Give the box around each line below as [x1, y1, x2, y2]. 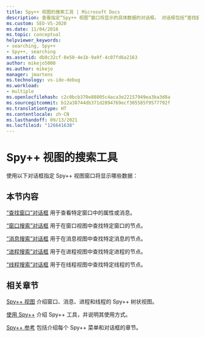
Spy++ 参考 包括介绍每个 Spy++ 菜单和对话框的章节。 [6, 324, 142, 331]
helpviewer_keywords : [6, 37, 62, 43]
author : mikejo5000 [6, 60, 56, 66]
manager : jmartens [6, 71, 53, 78]
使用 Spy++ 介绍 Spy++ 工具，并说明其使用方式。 [6, 311, 131, 318]
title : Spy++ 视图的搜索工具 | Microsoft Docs [6, 9, 121, 15]
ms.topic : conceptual [6, 32, 62, 38]
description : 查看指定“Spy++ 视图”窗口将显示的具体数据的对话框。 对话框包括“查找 [6, 15, 196, 21]
